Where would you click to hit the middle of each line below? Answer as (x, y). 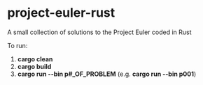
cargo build (34, 66)
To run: (17, 45)
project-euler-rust (61, 13)
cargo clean (35, 59)
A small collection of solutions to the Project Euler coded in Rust (99, 32)
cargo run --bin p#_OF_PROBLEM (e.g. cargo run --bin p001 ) (107, 74)
